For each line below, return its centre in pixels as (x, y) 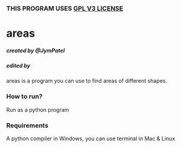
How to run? (24, 97)
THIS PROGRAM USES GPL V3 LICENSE (65, 8)
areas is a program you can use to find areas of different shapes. (87, 81)
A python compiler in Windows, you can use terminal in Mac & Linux (91, 139)
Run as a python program (38, 109)
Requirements (27, 125)
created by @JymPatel (36, 50)
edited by (18, 66)
